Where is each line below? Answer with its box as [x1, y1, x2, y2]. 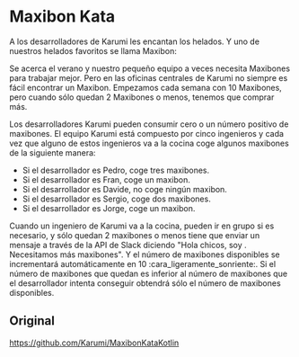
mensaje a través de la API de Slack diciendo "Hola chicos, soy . [9, 239, 247, 250]
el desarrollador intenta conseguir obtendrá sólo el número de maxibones [9, 277, 281, 289]
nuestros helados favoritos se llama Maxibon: [9, 45, 178, 56]
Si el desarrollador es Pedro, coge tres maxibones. [22, 165, 209, 175]
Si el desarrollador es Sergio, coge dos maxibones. [22, 193, 211, 204]
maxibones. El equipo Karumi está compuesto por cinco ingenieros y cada [9, 128, 285, 138]
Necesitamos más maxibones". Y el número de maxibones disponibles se [9, 249, 280, 260]
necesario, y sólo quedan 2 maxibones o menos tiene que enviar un [9, 229, 260, 240]
